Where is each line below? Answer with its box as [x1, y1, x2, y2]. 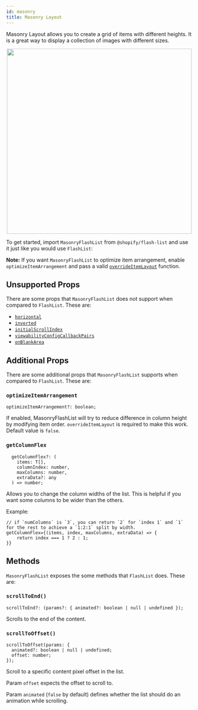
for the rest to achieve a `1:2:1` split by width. [6, 525, 136, 531]
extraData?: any [17, 474, 57, 480]
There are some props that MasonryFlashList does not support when [6, 295, 173, 303]
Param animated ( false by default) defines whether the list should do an [6, 691, 181, 698]
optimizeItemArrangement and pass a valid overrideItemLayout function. [6, 262, 180, 269]
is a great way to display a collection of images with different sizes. [6, 37, 170, 44]
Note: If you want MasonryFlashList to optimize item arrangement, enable [6, 256, 185, 264]
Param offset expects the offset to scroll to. [6, 679, 113, 687]
